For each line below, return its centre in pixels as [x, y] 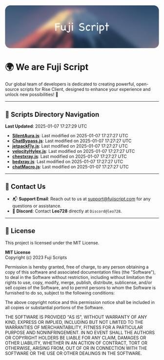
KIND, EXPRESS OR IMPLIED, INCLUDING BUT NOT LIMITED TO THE [74, 322]
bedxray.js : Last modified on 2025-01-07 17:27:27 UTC [68, 162]
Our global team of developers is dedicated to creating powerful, [70, 84]
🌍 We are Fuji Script [47, 67]
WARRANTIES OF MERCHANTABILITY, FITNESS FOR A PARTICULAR [74, 327]
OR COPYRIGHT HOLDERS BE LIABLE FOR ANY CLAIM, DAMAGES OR [76, 338]
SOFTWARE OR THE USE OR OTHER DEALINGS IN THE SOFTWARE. [73, 353]
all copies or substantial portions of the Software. [54, 307]
